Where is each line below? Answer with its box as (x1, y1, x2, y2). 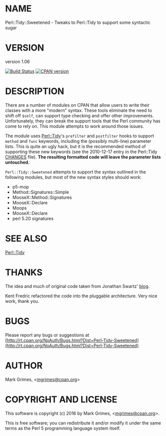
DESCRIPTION (5, 86, 64, 97)
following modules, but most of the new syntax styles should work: (5, 174, 142, 180)
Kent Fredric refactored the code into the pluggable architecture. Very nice (5, 293, 158, 299)
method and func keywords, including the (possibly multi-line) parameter (5, 138, 152, 144)
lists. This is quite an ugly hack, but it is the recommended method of (5, 143, 146, 149)
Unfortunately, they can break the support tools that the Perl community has (5, 118, 161, 124)
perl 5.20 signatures (12, 215, 54, 221)
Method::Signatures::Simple (12, 189, 69, 195)
